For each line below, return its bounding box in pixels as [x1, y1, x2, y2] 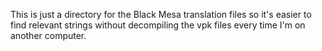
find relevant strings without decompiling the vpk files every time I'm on [10, 19, 306, 31]
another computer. [10, 30, 87, 41]
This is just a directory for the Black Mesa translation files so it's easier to [10, 9, 312, 20]
